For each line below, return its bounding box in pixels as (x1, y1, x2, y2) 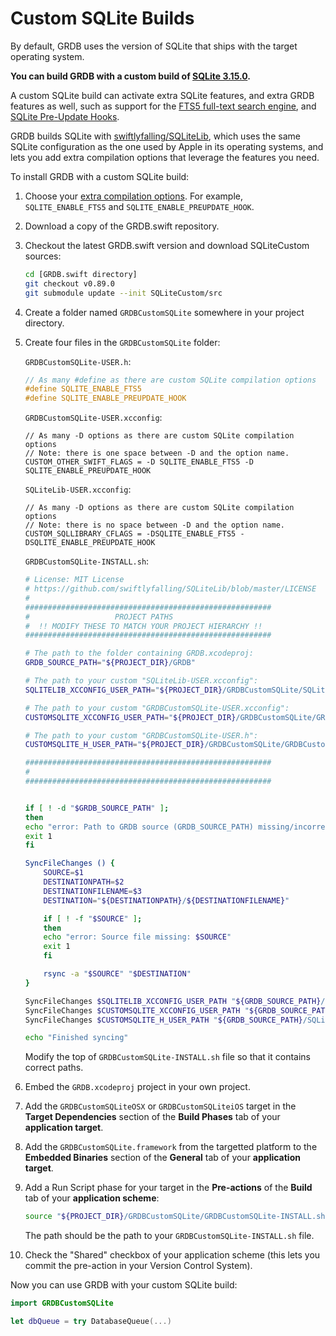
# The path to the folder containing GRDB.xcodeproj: (24, 648, 254, 659)
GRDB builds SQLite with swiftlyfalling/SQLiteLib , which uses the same (10, 130, 301, 142)
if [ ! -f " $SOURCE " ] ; (43, 913, 143, 924)
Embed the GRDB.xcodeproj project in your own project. (24, 1081, 251, 1093)
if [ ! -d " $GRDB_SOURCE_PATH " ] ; (24, 803, 170, 813)
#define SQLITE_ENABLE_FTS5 (24, 384, 142, 394)
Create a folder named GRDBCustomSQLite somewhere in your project (24, 306, 305, 318)
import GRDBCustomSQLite (10, 1298, 114, 1309)
